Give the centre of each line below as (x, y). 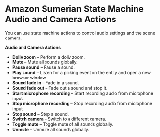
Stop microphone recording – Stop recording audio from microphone (82, 103)
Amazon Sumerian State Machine (75, 9)
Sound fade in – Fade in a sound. (46, 83)
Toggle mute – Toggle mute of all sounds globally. (63, 124)
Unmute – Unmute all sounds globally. (51, 129)
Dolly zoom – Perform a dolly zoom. (48, 57)
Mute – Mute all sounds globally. (45, 62)
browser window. (30, 78)
